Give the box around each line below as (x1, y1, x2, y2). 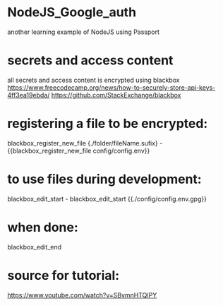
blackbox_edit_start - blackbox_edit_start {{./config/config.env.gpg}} (7, 194, 207, 203)
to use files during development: (7, 171, 203, 187)
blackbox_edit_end (7, 242, 62, 251)
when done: (7, 219, 79, 235)
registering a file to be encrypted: (7, 116, 208, 131)
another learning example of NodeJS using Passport (7, 28, 160, 36)
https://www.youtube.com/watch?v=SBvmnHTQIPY (7, 290, 157, 299)
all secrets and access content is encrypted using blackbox (7, 76, 180, 84)
